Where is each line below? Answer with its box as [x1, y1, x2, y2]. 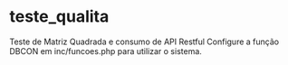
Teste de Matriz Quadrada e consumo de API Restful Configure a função [9, 36, 279, 47]
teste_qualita [9, 6, 110, 27]
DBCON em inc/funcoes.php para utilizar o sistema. [9, 45, 202, 56]
